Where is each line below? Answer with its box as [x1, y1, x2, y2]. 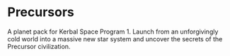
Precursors [7, 4, 74, 20]
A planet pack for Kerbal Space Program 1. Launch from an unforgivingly [7, 27, 219, 36]
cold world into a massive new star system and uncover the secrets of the [7, 34, 223, 43]
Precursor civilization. [7, 42, 71, 50]
